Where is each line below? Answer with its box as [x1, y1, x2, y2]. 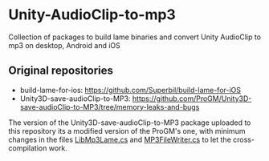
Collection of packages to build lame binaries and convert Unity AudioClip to [8, 32, 262, 42]
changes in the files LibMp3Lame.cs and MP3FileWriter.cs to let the [8, 135, 231, 144]
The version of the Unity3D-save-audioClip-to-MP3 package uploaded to [8, 118, 251, 127]
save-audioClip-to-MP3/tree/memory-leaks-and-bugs [19, 102, 200, 111]
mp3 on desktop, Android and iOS [8, 40, 120, 50]
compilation [8, 143, 47, 153]
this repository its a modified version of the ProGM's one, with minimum [8, 126, 246, 135]
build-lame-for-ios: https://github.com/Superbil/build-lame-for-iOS [19, 85, 242, 95]
